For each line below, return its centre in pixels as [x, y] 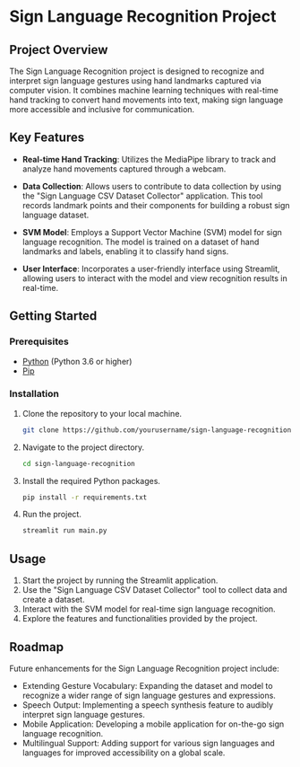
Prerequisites [39, 341]
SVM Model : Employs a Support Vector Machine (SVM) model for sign [152, 232]
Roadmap [37, 647]
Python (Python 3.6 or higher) [77, 361]
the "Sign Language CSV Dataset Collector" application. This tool [142, 196]
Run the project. [52, 515]
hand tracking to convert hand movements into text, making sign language [146, 100]
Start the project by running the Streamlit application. [120, 580]
